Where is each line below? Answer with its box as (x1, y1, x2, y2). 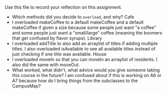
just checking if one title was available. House (12, 51, 107, 57)
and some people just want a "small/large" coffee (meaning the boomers (12, 30, 162, 35)
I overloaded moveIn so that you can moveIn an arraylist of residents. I (12, 56, 157, 62)
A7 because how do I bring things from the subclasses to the (12, 77, 138, 83)
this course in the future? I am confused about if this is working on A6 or (12, 72, 161, 78)
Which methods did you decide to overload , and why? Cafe (12, 14, 134, 19)
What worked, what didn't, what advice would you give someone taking (12, 67, 160, 73)
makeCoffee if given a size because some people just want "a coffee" (12, 24, 156, 30)
